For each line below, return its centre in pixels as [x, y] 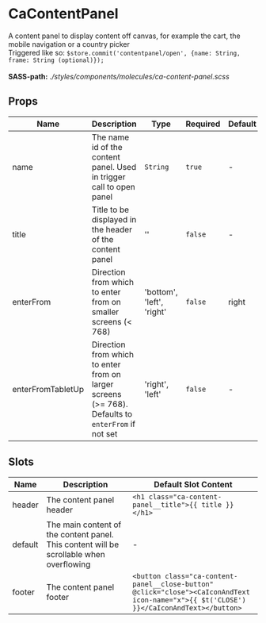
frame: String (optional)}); [56, 60]
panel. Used [114, 167]
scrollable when [76, 554]
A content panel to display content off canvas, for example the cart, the [124, 36]
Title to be [110, 210]
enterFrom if [114, 424]
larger [103, 384]
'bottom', [161, 292]
